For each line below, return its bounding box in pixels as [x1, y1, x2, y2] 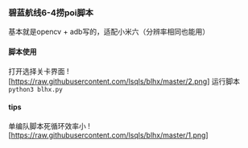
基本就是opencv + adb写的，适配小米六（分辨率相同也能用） [8, 27, 210, 37]
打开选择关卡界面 [8, 66, 65, 76]
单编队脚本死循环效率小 [8, 121, 86, 130]
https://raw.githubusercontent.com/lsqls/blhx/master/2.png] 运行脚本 [10, 76, 240, 86]
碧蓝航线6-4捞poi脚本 [8, 6, 94, 18]
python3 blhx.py [8, 85, 63, 93]
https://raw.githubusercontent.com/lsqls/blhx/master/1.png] [10, 130, 209, 140]
